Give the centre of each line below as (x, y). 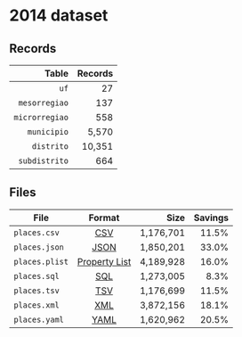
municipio (48, 132)
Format (104, 218)
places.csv (36, 232)
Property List (104, 261)
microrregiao (41, 117)
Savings (211, 218)
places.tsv (36, 290)
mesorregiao (44, 103)
